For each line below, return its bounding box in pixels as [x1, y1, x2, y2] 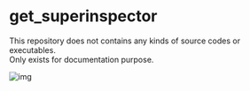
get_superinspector [9, 6, 158, 27]
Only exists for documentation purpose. [9, 54, 154, 64]
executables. [9, 44, 56, 55]
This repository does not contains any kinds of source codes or [9, 35, 241, 46]
